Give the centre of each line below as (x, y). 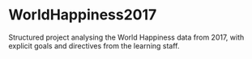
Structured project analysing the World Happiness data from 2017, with (126, 37)
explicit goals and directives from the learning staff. (94, 45)
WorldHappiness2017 (83, 15)
